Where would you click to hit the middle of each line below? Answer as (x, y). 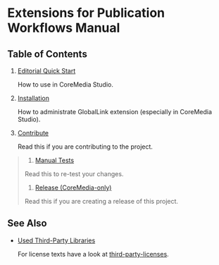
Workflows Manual (64, 28)
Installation (33, 98)
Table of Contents (48, 54)
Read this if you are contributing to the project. (85, 147)
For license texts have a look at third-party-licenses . (93, 254)
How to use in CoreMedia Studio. (65, 85)
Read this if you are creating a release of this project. (101, 201)
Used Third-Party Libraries (56, 240)
